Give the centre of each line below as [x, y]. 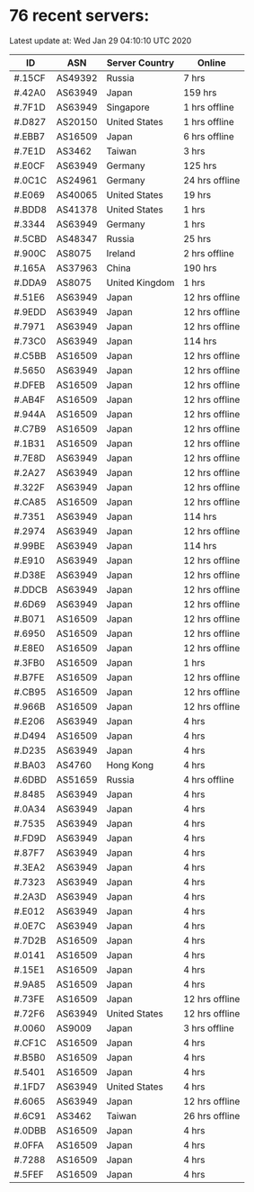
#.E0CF [30, 166]
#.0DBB [30, 1130]
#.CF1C [30, 1043]
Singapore [128, 107]
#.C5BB [30, 355]
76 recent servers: [79, 16]
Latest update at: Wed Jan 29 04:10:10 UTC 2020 [101, 40]
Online [211, 62]
